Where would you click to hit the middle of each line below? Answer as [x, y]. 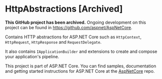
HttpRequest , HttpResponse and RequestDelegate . [53, 42]
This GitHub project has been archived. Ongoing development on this [76, 22]
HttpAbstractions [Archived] [64, 9]
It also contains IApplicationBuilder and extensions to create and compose [81, 51]
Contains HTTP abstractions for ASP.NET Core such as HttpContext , [73, 37]
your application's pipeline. [32, 56]
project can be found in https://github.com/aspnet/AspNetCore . [69, 27]
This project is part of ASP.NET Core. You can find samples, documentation [81, 66]
